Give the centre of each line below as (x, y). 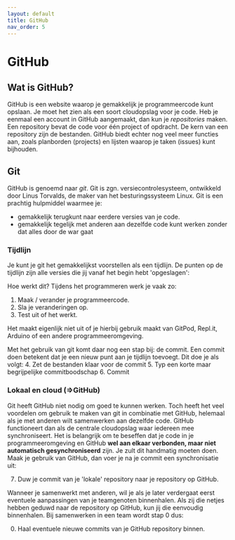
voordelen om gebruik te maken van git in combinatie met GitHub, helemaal (116, 413)
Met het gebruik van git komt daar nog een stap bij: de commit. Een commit (116, 349)
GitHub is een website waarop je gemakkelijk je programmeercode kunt (110, 104)
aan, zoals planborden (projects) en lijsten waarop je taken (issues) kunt (111, 142)
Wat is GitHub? (40, 88)
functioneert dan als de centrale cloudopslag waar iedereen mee (101, 428)
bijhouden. (23, 149)
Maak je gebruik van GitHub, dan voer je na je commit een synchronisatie (113, 458)
